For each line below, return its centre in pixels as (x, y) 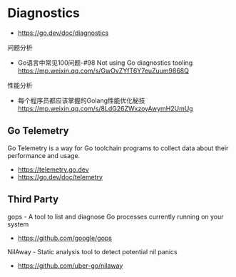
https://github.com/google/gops (65, 238)
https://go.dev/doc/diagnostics (63, 33)
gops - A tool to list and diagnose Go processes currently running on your (116, 216)
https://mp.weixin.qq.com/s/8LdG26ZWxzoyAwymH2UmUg (106, 108)
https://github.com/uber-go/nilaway (70, 266)
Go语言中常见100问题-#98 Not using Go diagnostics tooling (105, 63)
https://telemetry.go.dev (53, 169)
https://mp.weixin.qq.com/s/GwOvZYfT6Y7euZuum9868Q (103, 70)
